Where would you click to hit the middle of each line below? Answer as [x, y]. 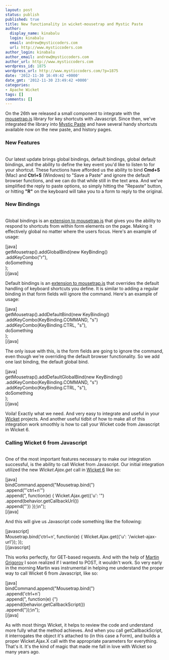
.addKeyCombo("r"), [26, 257]
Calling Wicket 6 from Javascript [46, 442]
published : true [22, 19]
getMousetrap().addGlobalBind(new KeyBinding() [57, 252]
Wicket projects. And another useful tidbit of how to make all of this [75, 419]
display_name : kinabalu [35, 33]
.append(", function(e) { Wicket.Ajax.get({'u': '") [55, 496]
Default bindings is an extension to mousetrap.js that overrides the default [82, 283]
